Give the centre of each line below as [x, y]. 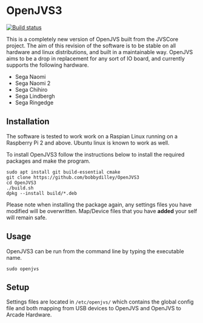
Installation [28, 122]
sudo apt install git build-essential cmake [63, 172]
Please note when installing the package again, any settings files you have [99, 205]
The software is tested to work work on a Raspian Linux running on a [92, 136]
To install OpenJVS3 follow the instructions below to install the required [95, 154]
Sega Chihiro [31, 89]
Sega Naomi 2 [33, 83]
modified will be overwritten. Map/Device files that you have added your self [102, 211]
